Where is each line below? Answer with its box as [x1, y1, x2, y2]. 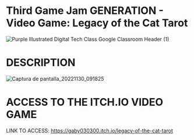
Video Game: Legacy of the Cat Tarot [6, 16, 188, 30]
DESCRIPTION [6, 56, 76, 69]
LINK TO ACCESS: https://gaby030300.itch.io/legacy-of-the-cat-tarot [6, 127, 174, 134]
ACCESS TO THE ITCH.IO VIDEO [6, 96, 163, 109]
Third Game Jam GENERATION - [6, 4, 164, 17]
